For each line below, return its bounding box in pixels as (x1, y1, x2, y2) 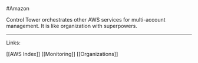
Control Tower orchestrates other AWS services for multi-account (6, 16, 166, 23)
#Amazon (6, 5, 29, 12)
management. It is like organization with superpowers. (6, 23, 137, 29)
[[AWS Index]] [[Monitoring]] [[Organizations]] (6, 51, 118, 57)
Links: (6, 39, 21, 46)
